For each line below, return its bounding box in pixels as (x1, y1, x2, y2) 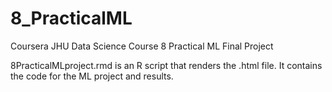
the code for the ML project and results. (10, 70, 174, 82)
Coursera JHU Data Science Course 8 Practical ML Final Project (10, 40, 274, 52)
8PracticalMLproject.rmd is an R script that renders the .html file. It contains (10, 59, 323, 71)
